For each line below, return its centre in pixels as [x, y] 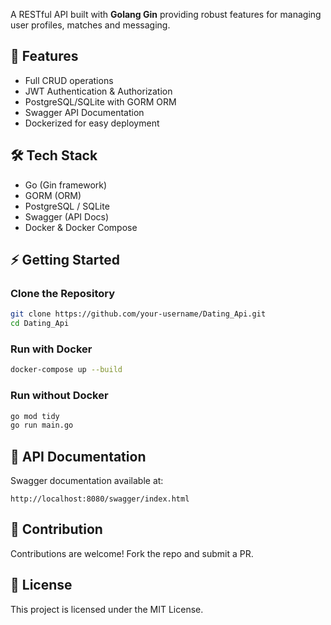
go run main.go [42, 425]
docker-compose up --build [66, 370]
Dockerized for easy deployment [92, 123]
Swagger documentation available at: [87, 481]
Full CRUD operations [69, 80]
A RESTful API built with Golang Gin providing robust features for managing [166, 14]
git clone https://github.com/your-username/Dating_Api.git [138, 314]
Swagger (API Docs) [67, 216]
